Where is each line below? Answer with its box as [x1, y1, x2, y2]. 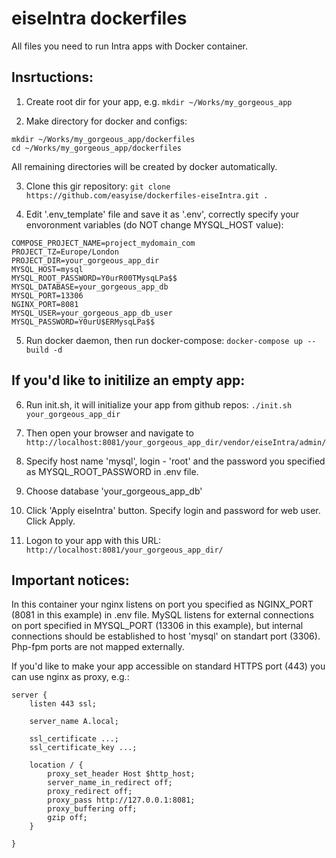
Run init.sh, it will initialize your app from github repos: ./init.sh [25, 398, 293, 411]
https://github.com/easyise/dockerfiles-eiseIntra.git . [25, 190, 269, 201]
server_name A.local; [29, 717, 119, 727]
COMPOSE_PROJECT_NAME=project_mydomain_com [11, 238, 196, 248]
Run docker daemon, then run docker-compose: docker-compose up [25, 334, 303, 346]
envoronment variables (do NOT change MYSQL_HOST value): [25, 218, 284, 231]
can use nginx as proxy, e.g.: [11, 671, 130, 683]
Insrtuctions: [11, 69, 94, 86]
